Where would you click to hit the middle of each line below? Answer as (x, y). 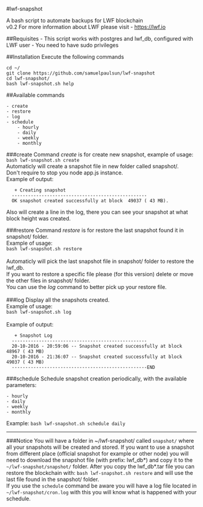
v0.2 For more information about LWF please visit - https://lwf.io (86, 27)
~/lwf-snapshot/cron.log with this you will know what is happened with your (101, 492)
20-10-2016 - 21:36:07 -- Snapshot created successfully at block (97, 357)
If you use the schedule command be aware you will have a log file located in (101, 486)
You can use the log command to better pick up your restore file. (87, 287)
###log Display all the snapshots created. (58, 300)
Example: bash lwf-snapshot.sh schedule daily (66, 423)
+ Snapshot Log (33, 336)
